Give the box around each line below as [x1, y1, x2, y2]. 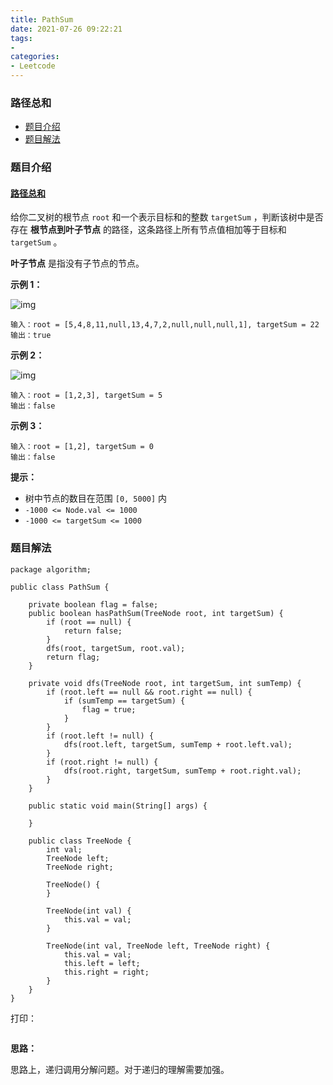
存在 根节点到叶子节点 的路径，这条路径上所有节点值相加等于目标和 [10, 224, 287, 236]
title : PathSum [10, 14, 74, 25]
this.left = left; [63, 958, 141, 968]
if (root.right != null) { [46, 757, 159, 767]
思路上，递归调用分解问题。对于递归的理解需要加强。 [10, 1063, 230, 1075]
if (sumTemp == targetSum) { [63, 696, 186, 706]
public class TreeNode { [28, 836, 132, 846]
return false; [63, 626, 123, 636]
